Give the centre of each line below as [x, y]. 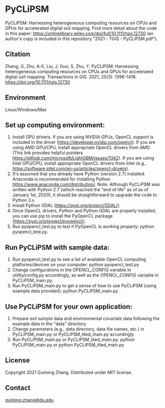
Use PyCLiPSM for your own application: [69, 307]
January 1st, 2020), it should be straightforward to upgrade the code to [84, 195]
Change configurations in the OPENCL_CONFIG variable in [72, 270]
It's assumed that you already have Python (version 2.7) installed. [79, 174]
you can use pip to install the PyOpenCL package [62, 216]
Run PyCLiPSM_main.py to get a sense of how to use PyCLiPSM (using [84, 286]
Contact [18, 388]
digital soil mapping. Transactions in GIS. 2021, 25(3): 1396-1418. [71, 77]
